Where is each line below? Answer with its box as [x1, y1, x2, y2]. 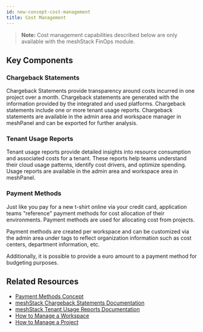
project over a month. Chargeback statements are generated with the [6, 93, 179, 101]
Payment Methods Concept [15, 293, 84, 300]
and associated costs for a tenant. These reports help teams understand [6, 155, 187, 162]
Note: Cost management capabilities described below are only [21, 31, 178, 38]
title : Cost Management [6, 15, 67, 21]
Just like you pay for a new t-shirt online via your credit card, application [6, 203, 187, 210]
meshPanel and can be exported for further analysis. [6, 120, 138, 127]
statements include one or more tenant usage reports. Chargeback [6, 107, 173, 114]
